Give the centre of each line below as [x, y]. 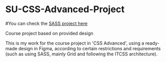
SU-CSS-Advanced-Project [65, 9]
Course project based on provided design [49, 33]
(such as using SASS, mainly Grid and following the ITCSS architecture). [81, 54]
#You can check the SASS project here [47, 23]
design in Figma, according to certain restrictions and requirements [89, 48]
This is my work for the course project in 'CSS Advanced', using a [75, 43]
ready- [152, 43]
